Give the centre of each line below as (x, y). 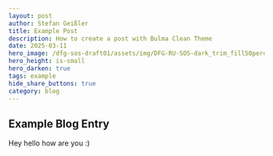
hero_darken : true (39, 69)
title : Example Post (43, 31)
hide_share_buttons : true (52, 83)
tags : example (32, 76)
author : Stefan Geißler (49, 23)
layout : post (30, 16)
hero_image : (28, 53)
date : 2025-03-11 (38, 46)
